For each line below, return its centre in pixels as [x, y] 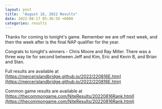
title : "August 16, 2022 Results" [41, 14]
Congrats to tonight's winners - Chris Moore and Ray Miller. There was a [78, 52]
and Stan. [15, 62]
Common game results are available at [44, 91]
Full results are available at [32, 72]
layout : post [18, 9]
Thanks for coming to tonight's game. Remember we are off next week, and [81, 37]
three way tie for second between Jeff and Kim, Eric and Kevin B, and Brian [81, 57]
